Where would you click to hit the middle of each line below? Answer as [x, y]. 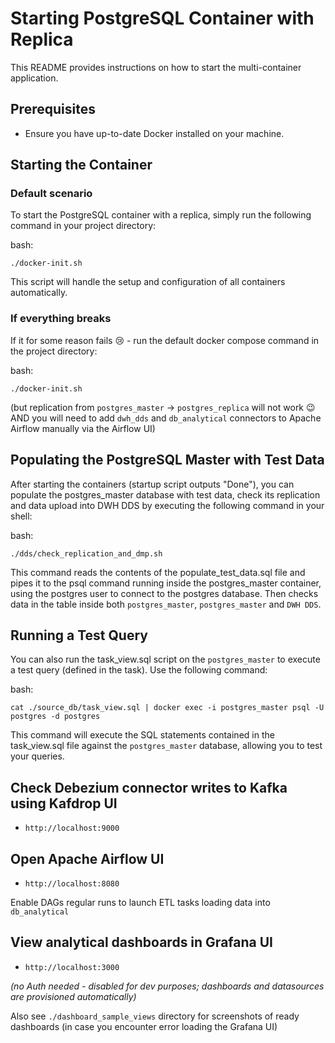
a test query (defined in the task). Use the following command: [139, 670]
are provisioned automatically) [73, 996]
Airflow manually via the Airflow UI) [83, 428]
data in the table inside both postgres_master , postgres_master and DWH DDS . [166, 604]
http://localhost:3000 [72, 967]
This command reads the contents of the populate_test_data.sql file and [158, 572]
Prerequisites [53, 109]
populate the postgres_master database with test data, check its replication [165, 494]
